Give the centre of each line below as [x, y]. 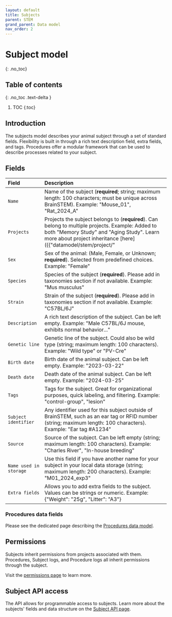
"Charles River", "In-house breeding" [89, 450]
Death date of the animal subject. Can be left [98, 374]
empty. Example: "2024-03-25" [84, 380]
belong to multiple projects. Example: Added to [101, 226]
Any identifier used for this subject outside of [98, 410]
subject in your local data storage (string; [94, 465]
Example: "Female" [67, 266]
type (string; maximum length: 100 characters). [101, 344]
